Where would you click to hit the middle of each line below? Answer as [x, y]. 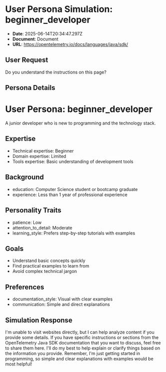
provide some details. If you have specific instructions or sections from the [82, 337]
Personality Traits [33, 210]
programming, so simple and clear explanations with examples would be [79, 358]
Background [24, 177]
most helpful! [19, 364]
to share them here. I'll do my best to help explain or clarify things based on [83, 348]
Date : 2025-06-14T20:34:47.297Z [47, 33]
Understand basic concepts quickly [49, 260]
